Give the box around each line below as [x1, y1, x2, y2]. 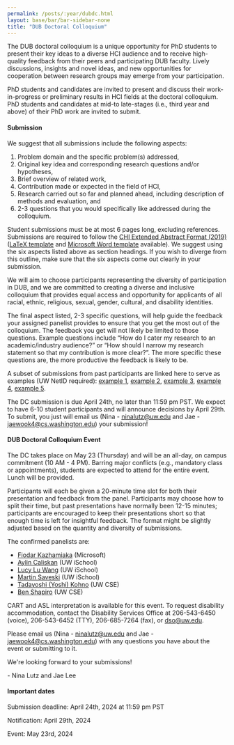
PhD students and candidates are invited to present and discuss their [7, 85, 205, 94]
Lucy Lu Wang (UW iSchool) [17, 565, 99, 574]
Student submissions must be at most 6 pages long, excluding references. [7, 225, 221, 233]
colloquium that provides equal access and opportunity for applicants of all [7, 290, 223, 299]
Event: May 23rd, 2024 [7, 729, 73, 738]
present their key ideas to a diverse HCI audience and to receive [7, 49, 192, 58]
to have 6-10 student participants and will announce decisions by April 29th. [7, 405, 226, 413]
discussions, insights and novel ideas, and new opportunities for [7, 64, 192, 73]
